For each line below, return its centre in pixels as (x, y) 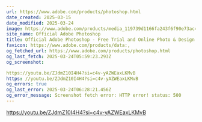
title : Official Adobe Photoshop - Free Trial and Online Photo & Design (101, 40)
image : (14, 29)
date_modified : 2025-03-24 (40, 23)
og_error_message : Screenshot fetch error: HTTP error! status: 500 (94, 96)
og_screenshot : (25, 62)
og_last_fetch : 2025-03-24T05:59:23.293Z (59, 56)
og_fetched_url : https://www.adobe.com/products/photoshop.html (88, 51)
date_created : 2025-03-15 (38, 17)
